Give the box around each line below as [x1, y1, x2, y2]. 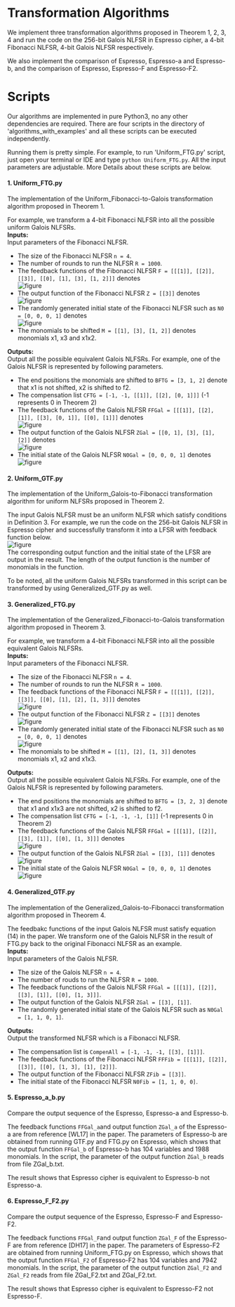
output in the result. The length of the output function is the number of [7, 556, 210, 564]
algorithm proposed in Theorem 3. [7, 623, 107, 631]
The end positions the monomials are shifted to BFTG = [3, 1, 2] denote [17, 376, 228, 384]
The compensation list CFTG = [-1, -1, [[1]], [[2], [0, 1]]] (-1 [17, 391, 209, 400]
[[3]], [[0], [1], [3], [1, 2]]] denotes [17, 274, 141, 282]
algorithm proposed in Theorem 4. [7, 911, 107, 919]
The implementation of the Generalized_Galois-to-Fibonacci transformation [7, 903, 224, 912]
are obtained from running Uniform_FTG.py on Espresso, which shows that [7, 1249, 223, 1257]
